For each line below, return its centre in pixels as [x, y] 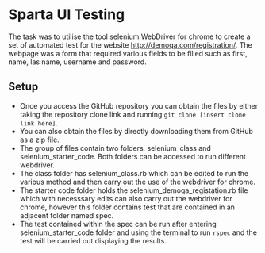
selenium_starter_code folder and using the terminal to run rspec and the [138, 232]
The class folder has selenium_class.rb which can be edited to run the [134, 173]
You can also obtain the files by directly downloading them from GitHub [136, 131]
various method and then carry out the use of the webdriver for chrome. [138, 182]
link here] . [38, 123]
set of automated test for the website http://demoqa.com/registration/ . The [130, 44]
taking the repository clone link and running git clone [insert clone [132, 114]
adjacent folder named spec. [67, 215]
